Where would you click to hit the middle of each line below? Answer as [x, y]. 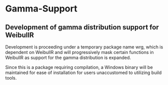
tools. [11, 78]
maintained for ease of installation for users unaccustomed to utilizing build [83, 72]
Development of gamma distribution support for [82, 27]
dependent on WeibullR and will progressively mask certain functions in [79, 52]
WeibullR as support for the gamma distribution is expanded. [68, 57]
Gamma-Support [41, 9]
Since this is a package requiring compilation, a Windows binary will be [79, 67]
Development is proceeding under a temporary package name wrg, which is [84, 47]
